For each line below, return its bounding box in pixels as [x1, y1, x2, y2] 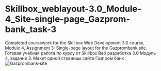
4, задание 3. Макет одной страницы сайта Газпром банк [5, 55, 124, 61]
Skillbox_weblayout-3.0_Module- [5, 3, 142, 14]
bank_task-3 [5, 24, 57, 35]
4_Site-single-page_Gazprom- [5, 14, 130, 25]
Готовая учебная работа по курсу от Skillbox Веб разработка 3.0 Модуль [5, 50, 156, 56]
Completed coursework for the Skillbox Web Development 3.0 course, [5, 40, 145, 45]
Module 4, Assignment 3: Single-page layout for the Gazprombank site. [5, 45, 147, 51]
